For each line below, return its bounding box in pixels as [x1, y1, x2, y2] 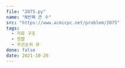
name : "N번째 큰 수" [6, 14, 52, 20]
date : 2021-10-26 [6, 53, 49, 59]
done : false [6, 47, 35, 53]
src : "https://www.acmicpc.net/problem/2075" [6, 20, 120, 25]
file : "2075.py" [6, 8, 46, 15]
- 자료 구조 [11, 31, 36, 37]
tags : [6, 25, 19, 31]
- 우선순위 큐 [11, 42, 40, 48]
